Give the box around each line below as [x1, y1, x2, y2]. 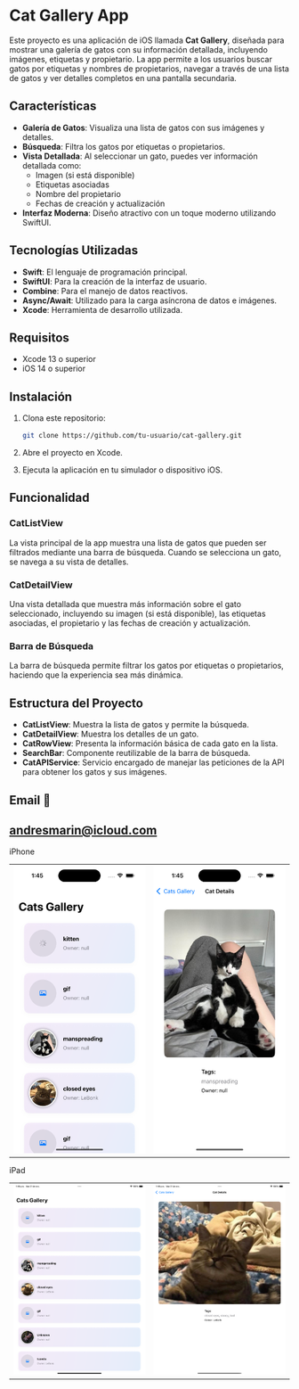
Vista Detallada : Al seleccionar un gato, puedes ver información [21, 151, 258, 161]
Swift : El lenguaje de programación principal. [21, 267, 189, 277]
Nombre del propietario [35, 188, 122, 199]
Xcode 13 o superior [21, 354, 96, 365]
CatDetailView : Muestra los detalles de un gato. [21, 728, 199, 740]
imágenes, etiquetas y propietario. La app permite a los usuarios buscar [9, 53, 273, 64]
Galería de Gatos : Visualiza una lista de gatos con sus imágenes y [21, 122, 265, 133]
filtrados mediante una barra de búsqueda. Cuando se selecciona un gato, [9, 547, 282, 557]
